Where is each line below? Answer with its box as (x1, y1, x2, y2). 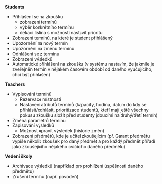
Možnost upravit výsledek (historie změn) (19, 128, 105, 133)
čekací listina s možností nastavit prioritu (19, 30, 103, 35)
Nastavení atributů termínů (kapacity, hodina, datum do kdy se (19, 102, 147, 107)
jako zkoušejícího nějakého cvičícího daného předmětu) (12, 144, 126, 149)
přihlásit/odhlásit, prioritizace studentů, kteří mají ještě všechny (19, 107, 149, 113)
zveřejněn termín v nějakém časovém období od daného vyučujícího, (12, 66, 153, 72)
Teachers (5, 81, 25, 87)
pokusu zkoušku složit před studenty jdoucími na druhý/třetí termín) (19, 112, 158, 118)
